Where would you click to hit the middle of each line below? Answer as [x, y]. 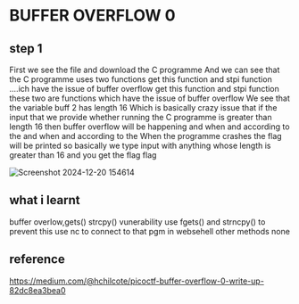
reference [37, 259]
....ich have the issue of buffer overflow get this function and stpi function [144, 89]
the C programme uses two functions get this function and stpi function [141, 79]
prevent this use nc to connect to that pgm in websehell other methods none [149, 231]
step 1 [26, 49]
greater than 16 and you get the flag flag [83, 155]
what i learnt [45, 200]
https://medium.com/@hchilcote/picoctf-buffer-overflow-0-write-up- [137, 281]
